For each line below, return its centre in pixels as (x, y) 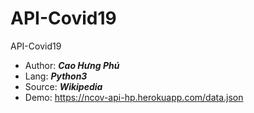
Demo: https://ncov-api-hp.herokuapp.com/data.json (134, 97)
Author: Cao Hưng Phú (72, 65)
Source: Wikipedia (63, 86)
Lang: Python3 (56, 76)
